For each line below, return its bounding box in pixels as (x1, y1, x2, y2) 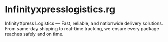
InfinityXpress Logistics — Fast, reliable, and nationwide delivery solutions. (5, 20, 163, 26)
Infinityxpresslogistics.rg (5, 4, 116, 15)
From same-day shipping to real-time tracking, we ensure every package (5, 25, 160, 31)
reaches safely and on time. (5, 31, 64, 37)
